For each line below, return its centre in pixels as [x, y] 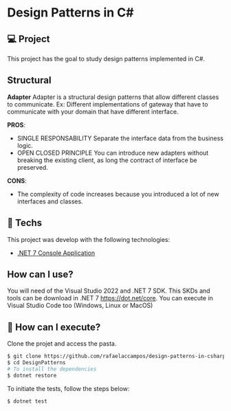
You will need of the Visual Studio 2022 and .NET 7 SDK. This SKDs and [109, 291]
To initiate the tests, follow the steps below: [68, 388]
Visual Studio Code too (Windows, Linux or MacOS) [80, 306]
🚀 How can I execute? [54, 327]
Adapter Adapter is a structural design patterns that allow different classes [113, 97]
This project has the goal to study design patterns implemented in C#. [106, 59]
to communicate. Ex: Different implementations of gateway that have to [108, 104]
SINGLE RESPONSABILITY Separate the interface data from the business [120, 138]
